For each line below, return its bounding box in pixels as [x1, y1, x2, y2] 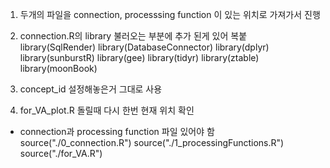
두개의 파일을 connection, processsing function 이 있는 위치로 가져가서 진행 [19, 9, 321, 20]
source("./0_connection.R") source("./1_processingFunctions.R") [19, 137, 285, 148]
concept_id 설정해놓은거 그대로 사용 [19, 83, 163, 95]
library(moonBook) [19, 63, 98, 74]
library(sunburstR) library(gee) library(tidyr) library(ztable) [19, 52, 260, 63]
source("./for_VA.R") [19, 148, 103, 159]
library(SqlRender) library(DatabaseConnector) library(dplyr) [19, 41, 270, 53]
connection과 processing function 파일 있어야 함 [19, 126, 215, 137]
